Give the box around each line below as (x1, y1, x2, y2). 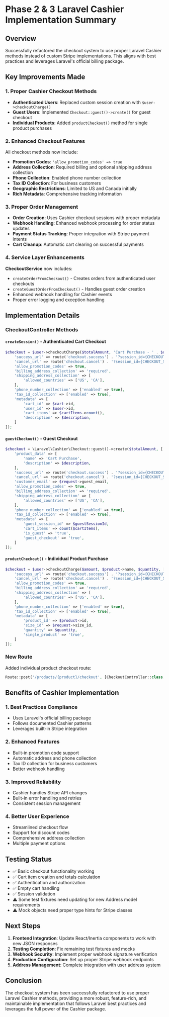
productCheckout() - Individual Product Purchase (5, 556, 108, 562)
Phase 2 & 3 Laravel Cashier (5, 4, 124, 15)
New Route (5, 654, 33, 661)
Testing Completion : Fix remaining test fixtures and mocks (12, 946, 135, 952)
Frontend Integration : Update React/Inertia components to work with (12, 935, 156, 941)
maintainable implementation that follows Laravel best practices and (5, 1000, 146, 1006)
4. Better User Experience (5, 813, 69, 820)
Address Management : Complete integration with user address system (12, 962, 161, 968)
